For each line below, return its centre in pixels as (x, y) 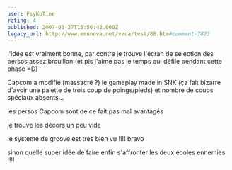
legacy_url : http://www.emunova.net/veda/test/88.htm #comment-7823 (109, 34)
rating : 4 (22, 21)
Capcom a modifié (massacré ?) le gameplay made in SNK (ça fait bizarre (114, 83)
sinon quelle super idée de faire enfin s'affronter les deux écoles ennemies (116, 152)
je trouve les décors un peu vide (54, 125)
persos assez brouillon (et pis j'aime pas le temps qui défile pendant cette (115, 62)
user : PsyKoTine (31, 14)
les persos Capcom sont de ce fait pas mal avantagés (86, 111)
